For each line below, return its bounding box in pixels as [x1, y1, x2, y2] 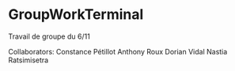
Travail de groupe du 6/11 [8, 32, 91, 41]
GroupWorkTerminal [8, 6, 144, 24]
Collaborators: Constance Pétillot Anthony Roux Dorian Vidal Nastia [8, 47, 228, 56]
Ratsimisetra [8, 55, 49, 65]
